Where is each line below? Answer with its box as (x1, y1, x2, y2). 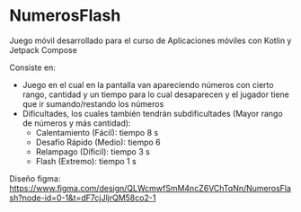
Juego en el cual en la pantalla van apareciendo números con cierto (22, 79, 274, 90)
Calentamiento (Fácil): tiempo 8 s (35, 127, 159, 137)
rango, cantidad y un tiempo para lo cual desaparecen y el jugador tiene (22, 89, 290, 100)
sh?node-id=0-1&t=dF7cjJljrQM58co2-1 (9, 192, 156, 203)
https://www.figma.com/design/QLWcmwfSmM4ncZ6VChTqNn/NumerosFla (9, 182, 292, 193)
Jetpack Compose (9, 44, 78, 55)
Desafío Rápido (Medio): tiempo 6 (35, 137, 162, 147)
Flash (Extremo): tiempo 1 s (35, 155, 137, 166)
